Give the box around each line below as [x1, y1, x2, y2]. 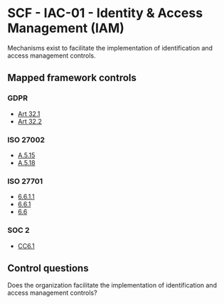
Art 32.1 [17, 109, 41, 118]
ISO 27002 [7, 135, 45, 145]
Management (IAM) [7, 20, 124, 36]
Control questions [7, 262, 89, 274]
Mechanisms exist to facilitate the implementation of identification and [7, 43, 213, 52]
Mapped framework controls [7, 72, 137, 84]
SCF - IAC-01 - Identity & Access [7, 5, 203, 21]
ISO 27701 [7, 176, 43, 186]
